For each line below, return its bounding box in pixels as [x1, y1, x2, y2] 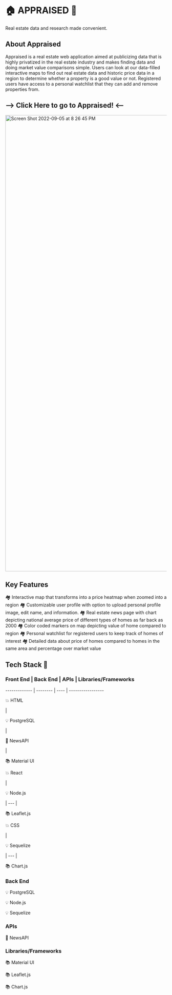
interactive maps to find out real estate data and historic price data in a [5, 70, 155, 76]
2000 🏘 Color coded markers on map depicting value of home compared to [5, 623, 166, 629]
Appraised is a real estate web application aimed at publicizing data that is [5, 53, 162, 59]
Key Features [5, 580, 49, 589]
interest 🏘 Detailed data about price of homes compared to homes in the [5, 638, 160, 644]
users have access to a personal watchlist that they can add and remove [5, 80, 158, 87]
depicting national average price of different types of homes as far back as [5, 617, 163, 623]
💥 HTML [5, 697, 24, 703]
